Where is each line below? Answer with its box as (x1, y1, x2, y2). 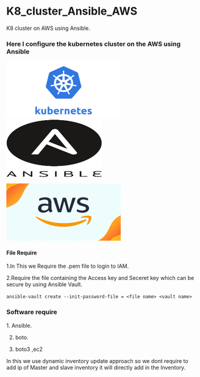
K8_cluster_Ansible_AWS (6, 4, 138, 18)
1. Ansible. (6, 321, 32, 329)
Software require (6, 308, 58, 317)
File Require (6, 249, 37, 256)
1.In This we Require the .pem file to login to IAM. (6, 262, 129, 270)
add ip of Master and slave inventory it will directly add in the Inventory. (6, 364, 186, 371)
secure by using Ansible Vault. (6, 281, 82, 288)
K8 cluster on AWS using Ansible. (6, 24, 90, 32)
